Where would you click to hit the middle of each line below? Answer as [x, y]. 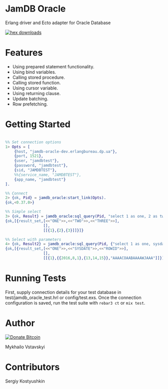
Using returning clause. [36, 93]
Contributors [32, 367]
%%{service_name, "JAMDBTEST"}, [48, 175]
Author [20, 323]
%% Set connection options [33, 142]
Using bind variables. [34, 72]
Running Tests [36, 278]
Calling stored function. [36, 82]
